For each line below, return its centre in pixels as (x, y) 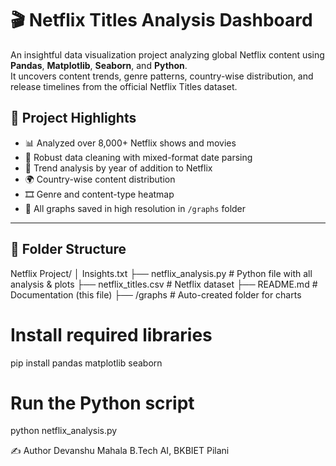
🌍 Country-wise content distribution (100, 179)
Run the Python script (102, 403)
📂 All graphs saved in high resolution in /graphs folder (135, 208)
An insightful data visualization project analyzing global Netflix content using (167, 54)
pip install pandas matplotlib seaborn (86, 363)
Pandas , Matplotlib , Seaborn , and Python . (99, 65)
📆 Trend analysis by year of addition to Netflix (118, 168)
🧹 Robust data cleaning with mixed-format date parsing (138, 157)
